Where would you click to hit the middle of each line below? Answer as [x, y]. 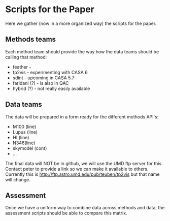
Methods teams [31, 39]
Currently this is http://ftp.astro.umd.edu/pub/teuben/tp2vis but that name [82, 174]
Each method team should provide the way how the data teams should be [82, 51]
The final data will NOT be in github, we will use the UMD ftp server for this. [84, 163]
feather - [22, 67]
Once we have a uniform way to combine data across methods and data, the [85, 208]
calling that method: [26, 57]
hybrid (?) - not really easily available [51, 88]
